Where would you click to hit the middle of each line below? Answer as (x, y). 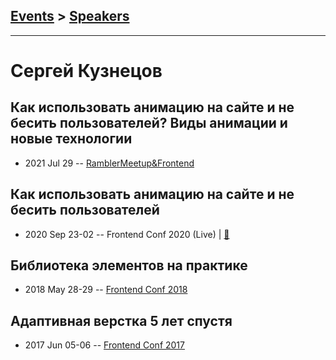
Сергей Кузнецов (86, 71)
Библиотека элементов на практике (129, 265)
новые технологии (71, 139)
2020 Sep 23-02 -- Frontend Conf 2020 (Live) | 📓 (127, 234)
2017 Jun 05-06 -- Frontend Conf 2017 (104, 345)
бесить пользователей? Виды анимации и (149, 123)
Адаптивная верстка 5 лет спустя (121, 320)
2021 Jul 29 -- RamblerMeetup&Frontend (109, 163)
